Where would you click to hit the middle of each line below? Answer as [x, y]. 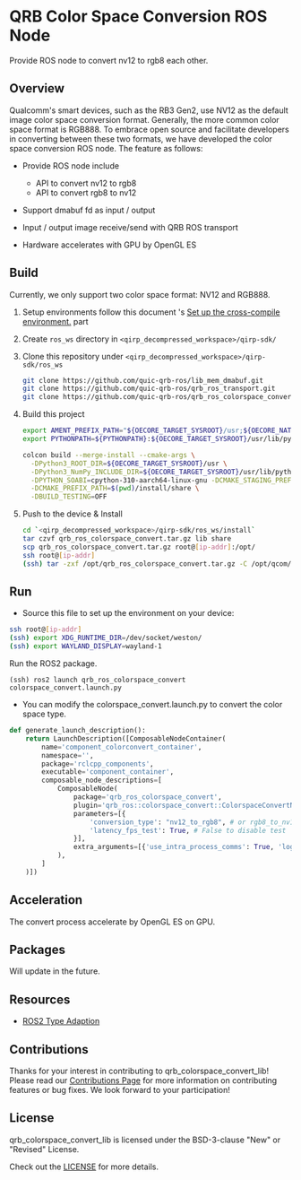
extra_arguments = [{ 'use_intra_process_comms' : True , [174, 847]
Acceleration [46, 900]
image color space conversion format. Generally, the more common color [144, 119]
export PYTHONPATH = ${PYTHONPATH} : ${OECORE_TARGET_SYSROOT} [135, 439]
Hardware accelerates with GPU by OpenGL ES [109, 245]
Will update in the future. [55, 971]
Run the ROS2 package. [53, 664]
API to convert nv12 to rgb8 [86, 183]
